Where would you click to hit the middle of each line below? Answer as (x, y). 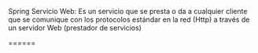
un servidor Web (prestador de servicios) (75, 28)
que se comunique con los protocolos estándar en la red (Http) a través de (129, 19)
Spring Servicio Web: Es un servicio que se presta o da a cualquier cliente (128, 11)
